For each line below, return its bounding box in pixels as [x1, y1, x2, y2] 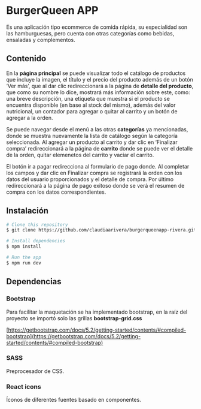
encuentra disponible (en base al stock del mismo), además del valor [6, 101, 176, 109]
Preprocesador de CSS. [6, 367, 65, 375]
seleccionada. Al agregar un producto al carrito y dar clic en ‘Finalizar [6, 139, 178, 146]
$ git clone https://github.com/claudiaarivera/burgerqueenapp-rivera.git [6, 227, 197, 233]
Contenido [6, 53, 47, 64]
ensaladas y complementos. [6, 36, 76, 43]
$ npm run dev [6, 260, 42, 266]
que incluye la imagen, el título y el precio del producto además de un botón [6, 76, 193, 83]
